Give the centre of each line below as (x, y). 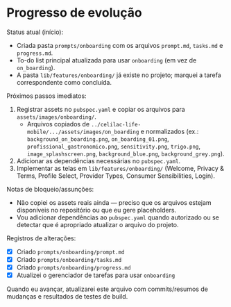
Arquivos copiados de (58, 124)
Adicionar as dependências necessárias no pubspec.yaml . (99, 160)
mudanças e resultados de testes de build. (67, 297)
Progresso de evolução (75, 13)
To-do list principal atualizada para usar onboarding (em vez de (106, 60)
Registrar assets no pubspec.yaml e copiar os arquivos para (101, 109)
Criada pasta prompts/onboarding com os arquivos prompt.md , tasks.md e (120, 45)
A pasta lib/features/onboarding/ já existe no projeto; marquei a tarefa (119, 75)
